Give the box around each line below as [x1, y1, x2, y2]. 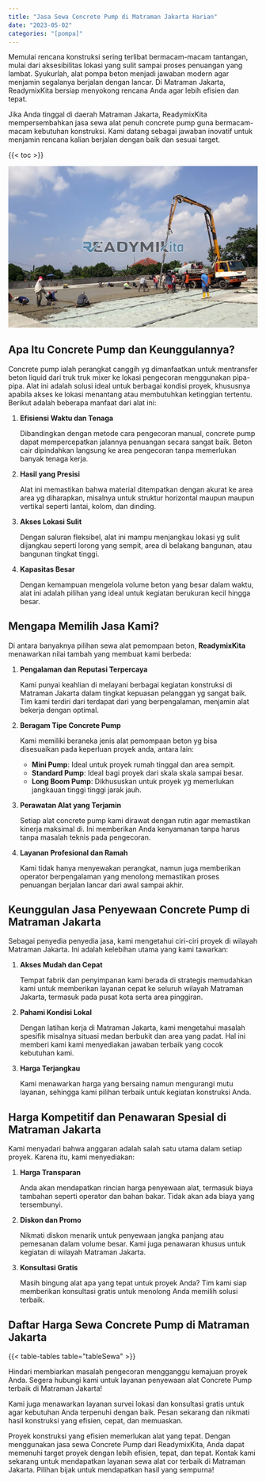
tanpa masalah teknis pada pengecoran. [19, 833, 151, 842]
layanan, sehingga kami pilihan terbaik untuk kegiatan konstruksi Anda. [19, 1087, 252, 1097]
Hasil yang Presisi [19, 469, 81, 479]
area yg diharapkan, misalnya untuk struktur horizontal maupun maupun [19, 492, 255, 503]
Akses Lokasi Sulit [19, 516, 82, 527]
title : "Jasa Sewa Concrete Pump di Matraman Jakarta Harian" [8, 13, 218, 21]
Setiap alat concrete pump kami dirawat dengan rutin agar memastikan [19, 815, 251, 825]
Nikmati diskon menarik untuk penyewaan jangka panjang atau [19, 1231, 224, 1240]
